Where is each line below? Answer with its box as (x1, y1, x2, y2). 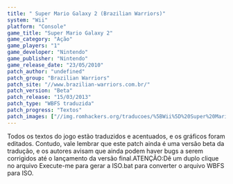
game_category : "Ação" (7, 36, 73, 43)
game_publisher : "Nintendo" (7, 55, 89, 62)
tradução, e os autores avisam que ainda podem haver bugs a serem (7, 147, 203, 155)
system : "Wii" (7, 17, 49, 24)
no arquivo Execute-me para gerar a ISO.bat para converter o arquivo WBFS (7, 161, 225, 169)
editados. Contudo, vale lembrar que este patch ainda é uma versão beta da (7, 139, 225, 147)
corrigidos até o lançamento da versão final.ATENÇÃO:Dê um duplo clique (7, 154, 219, 163)
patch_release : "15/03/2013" (7, 94, 92, 101)
